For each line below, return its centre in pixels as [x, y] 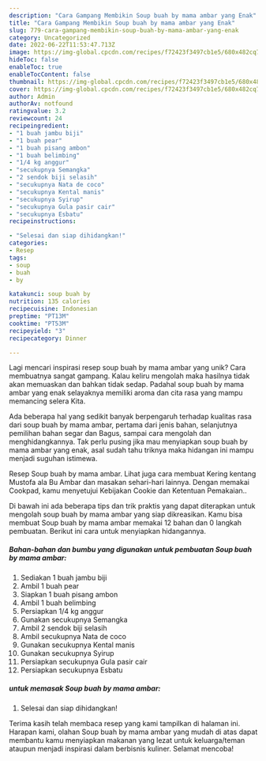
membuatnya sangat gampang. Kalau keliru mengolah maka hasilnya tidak [129, 376]
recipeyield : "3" [37, 331]
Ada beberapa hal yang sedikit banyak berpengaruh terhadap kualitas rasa [130, 417]
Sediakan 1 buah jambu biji [64, 577]
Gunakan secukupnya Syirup [67, 653]
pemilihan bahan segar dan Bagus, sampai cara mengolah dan [110, 434]
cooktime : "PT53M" [39, 324]
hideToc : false [34, 60]
